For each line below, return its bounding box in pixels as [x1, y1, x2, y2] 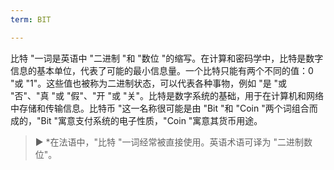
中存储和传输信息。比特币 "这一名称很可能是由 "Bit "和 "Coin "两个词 [10, 102, 292, 114]
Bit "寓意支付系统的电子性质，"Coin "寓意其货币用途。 [40, 114, 263, 126]
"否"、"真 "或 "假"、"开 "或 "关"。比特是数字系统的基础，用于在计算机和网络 [10, 89, 324, 101]
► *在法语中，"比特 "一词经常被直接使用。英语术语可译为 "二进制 [34, 136, 305, 148]
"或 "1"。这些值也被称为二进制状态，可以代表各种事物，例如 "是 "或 [10, 77, 288, 89]
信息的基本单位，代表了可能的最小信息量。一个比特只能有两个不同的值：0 [10, 64, 314, 76]
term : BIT [10, 14, 52, 25]
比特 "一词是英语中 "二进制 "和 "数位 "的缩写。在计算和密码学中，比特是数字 [10, 52, 324, 64]
